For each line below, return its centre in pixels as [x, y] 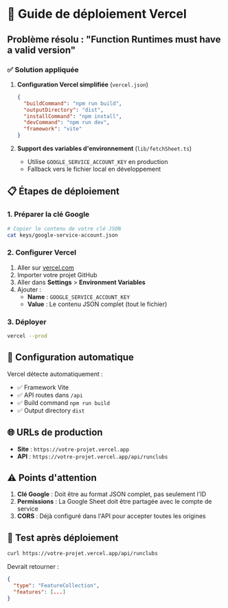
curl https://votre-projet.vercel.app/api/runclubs [82, 554]
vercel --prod [27, 336]
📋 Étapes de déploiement [64, 191]
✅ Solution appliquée [43, 69]
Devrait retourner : [33, 567]
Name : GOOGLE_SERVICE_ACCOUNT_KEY [79, 296]
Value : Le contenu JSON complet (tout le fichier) [97, 304]
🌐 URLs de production [55, 433]
